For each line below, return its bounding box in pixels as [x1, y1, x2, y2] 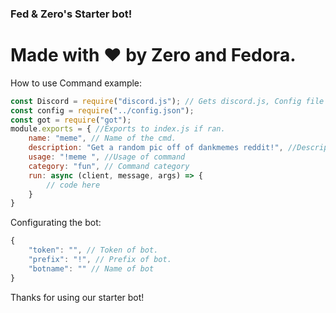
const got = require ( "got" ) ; [10, 115, 132, 125]
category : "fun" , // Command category [28, 161, 190, 171]
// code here [46, 180, 101, 190]
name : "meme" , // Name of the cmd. [28, 133, 177, 144]
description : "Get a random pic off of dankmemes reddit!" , [28, 143, 284, 153]
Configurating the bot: [10, 217, 102, 229]
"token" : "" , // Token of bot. [28, 245, 159, 256]
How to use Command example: [10, 77, 143, 89]
